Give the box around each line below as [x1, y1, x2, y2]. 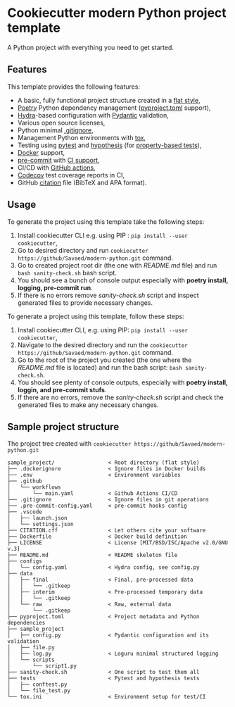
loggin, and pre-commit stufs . [17, 385, 107, 394]
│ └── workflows [7, 484, 61, 491]
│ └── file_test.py [7, 687, 71, 694]
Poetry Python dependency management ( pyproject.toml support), [17, 104, 211, 112]
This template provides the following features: [7, 82, 141, 91]
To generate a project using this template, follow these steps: [7, 312, 184, 320]
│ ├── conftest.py [7, 681, 68, 688]
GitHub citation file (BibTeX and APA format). [17, 178, 147, 187]
